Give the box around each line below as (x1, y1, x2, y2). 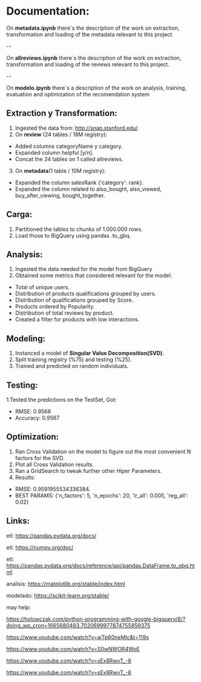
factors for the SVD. (15, 454, 65, 461)
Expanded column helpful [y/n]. (15, 149, 94, 156)
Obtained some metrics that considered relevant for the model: (15, 272, 173, 279)
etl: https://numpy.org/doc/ (6, 544, 74, 551)
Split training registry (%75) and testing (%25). (15, 356, 132, 363)
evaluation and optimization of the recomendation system (6, 90, 150, 98)
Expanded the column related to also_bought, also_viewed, (15, 185, 162, 192)
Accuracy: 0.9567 (15, 414, 60, 421)
